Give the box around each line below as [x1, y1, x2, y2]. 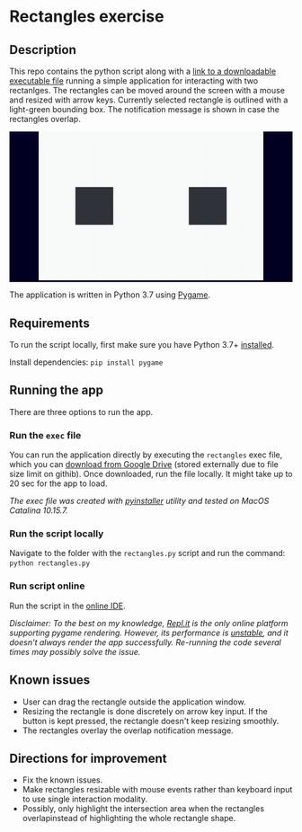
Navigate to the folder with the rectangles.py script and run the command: [9, 548, 286, 559]
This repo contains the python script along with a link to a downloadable [9, 66, 277, 76]
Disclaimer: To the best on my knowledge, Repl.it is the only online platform [9, 617, 289, 628]
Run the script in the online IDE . [9, 600, 126, 611]
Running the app [9, 383, 103, 398]
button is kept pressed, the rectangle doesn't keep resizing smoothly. [22, 715, 280, 726]
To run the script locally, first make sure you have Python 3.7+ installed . [9, 340, 274, 350]
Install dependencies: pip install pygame [9, 357, 164, 367]
